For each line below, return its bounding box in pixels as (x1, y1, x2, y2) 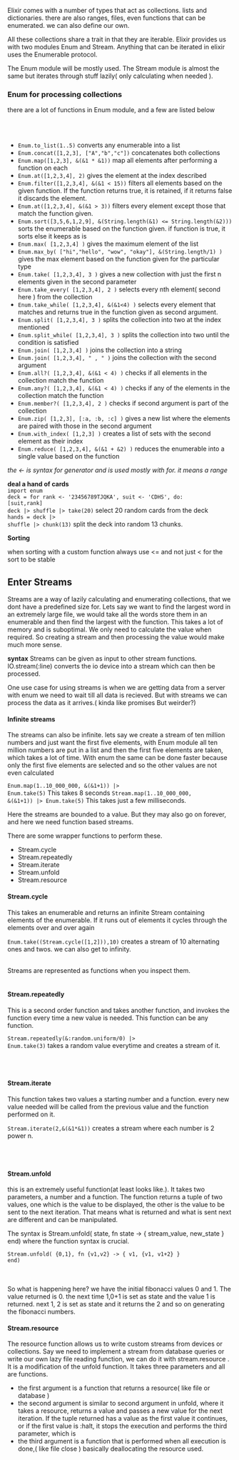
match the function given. (17, 209, 93, 218)
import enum (7, 487, 43, 495)
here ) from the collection (17, 293, 93, 301)
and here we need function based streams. (7, 818, 134, 826)
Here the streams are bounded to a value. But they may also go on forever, (7, 810, 227, 819)
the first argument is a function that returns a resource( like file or (17, 1384, 210, 1392)
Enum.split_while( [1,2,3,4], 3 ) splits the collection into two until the (17, 331, 230, 339)
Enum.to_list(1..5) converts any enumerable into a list (17, 141, 180, 149)
